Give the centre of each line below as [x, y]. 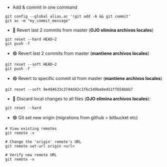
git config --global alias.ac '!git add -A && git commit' [68, 17]
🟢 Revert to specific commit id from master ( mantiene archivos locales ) [87, 78]
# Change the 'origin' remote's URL [43, 142]
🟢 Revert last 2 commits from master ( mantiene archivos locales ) [81, 53]
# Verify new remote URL [31, 155]
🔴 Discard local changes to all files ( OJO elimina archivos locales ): [81, 99]
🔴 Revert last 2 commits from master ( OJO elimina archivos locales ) [83, 30]
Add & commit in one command [45, 7]
